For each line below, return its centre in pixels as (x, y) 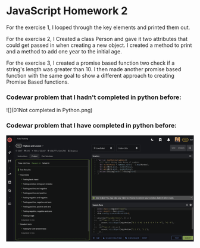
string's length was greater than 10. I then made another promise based (94, 69)
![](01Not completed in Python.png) (49, 110)
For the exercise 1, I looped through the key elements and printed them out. (98, 27)
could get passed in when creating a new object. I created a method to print (99, 45)
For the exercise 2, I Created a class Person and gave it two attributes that (97, 39)
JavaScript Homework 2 (67, 11)
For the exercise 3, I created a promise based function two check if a (90, 63)
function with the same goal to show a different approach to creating (90, 75)
